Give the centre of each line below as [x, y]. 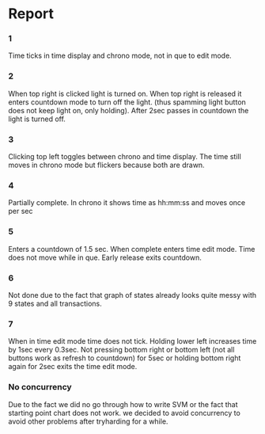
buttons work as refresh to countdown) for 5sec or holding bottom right [125, 358]
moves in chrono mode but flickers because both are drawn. [106, 165]
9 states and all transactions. [55, 303]
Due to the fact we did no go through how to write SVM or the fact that [123, 404]
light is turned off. [37, 119]
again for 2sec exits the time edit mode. [73, 367]
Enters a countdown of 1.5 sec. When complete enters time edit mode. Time [132, 249]
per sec [21, 211]
